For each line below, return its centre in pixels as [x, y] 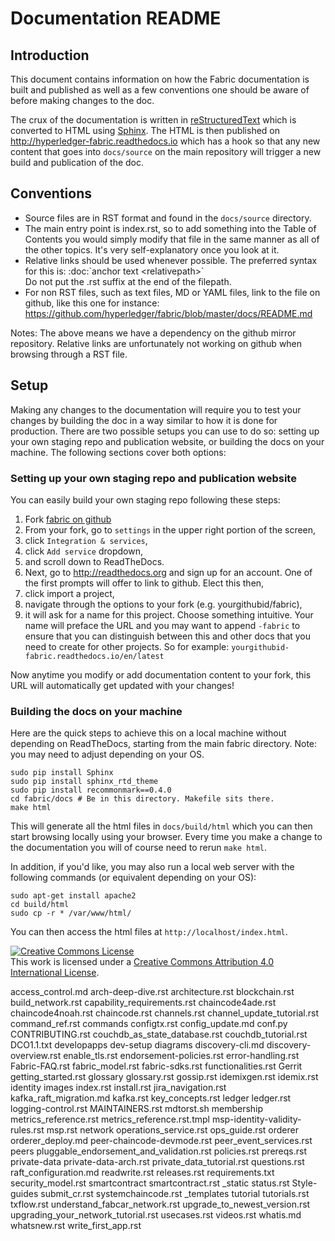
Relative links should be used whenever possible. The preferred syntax [171, 260]
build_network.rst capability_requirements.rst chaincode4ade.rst [143, 1003]
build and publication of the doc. [77, 162]
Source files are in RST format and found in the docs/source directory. [168, 218]
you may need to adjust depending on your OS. [107, 754]
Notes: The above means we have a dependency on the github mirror [153, 333]
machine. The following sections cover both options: [118, 452]
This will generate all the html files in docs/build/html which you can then [161, 826]
